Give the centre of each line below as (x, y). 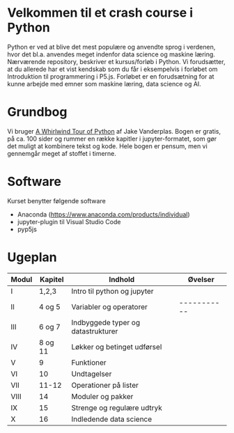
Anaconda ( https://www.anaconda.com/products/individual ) (103, 214)
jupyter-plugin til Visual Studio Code (69, 221)
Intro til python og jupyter (113, 291)
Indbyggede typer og (106, 322)
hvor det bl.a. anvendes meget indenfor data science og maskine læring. (111, 54)
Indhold (122, 279)
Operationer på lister (105, 385)
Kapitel (52, 279)
